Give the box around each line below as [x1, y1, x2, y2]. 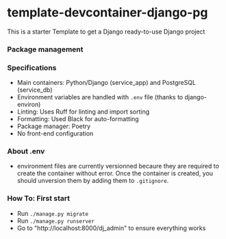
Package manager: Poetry [16, 122, 91, 131]
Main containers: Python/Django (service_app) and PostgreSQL [16, 79, 197, 87]
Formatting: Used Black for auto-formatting [16, 115, 139, 123]
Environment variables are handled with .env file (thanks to [16, 93, 184, 101]
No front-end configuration [16, 129, 94, 138]
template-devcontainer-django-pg [7, 5, 208, 21]
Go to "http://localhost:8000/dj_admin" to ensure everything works [16, 224, 206, 232]
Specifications [7, 63, 57, 73]
